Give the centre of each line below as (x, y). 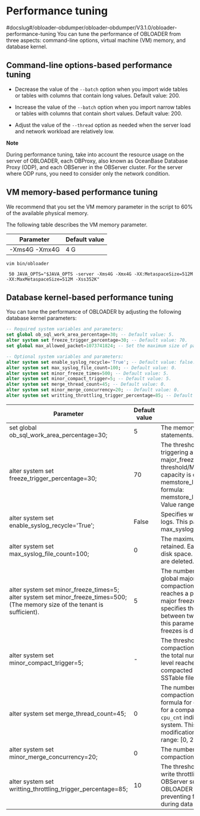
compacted (176, 670)
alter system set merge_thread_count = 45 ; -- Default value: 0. (86, 384)
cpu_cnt (171, 717)
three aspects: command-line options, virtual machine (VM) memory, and (96, 40)
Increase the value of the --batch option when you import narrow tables (103, 107)
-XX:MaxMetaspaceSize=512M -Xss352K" (53, 279)
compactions (179, 585)
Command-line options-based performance (89, 65)
